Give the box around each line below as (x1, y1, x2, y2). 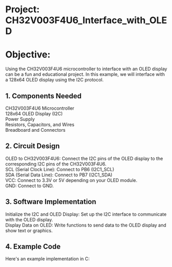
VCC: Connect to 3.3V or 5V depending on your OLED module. (5, 177, 138, 183)
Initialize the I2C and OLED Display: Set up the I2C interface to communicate (5, 211, 167, 217)
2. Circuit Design (5, 142, 60, 151)
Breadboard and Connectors (5, 127, 66, 133)
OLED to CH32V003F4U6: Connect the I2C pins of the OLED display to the (5, 155, 163, 161)
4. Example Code (5, 242, 61, 251)
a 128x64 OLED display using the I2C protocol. (5, 77, 104, 83)
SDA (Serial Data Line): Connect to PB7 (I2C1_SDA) (5, 172, 113, 178)
